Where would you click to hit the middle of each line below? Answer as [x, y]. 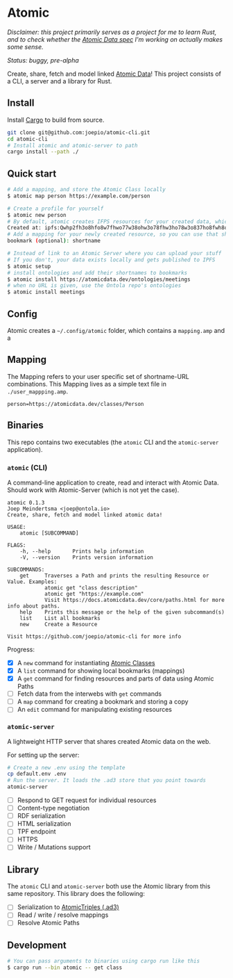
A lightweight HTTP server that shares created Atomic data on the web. [109, 741]
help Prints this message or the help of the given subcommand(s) [122, 612]
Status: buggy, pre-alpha [43, 60]
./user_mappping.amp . [38, 391]
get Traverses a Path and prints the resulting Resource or [114, 576]
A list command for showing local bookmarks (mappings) [101, 670]
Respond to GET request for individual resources [87, 800]
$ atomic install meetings [46, 292]
